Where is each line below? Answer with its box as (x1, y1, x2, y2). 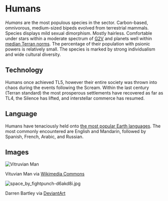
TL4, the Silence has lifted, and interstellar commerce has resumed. (5, 95, 145, 101)
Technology (5, 66, 44, 74)
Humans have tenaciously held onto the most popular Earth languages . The (5, 123, 161, 129)
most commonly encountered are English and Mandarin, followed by (5, 128, 146, 134)
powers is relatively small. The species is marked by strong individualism (5, 46, 155, 52)
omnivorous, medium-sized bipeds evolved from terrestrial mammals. (5, 24, 149, 30)
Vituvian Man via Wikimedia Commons (5, 171, 85, 177)
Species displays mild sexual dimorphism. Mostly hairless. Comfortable (5, 30, 152, 36)
